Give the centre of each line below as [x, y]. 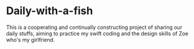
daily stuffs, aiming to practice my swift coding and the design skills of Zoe [97, 33]
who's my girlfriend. [30, 40]
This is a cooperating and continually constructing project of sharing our [94, 27]
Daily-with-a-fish [50, 11]
